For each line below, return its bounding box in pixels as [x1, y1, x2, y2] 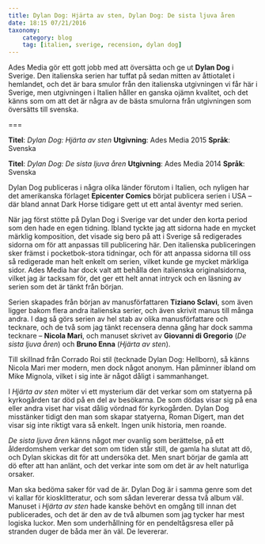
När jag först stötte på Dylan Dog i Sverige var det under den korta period [8, 215, 248, 225]
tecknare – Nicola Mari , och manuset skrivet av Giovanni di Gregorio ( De [8, 331, 247, 341]
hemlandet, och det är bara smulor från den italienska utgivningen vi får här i [8, 80, 258, 89]
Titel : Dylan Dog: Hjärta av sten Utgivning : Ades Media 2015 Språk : [8, 135, 231, 145]
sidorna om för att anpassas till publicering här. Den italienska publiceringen [8, 240, 256, 250]
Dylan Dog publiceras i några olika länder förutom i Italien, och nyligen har [8, 183, 250, 192]
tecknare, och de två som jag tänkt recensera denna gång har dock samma [8, 323, 253, 332]
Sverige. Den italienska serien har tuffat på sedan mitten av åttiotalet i [8, 71, 235, 81]
